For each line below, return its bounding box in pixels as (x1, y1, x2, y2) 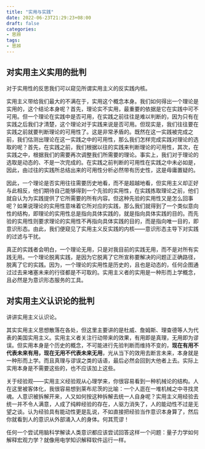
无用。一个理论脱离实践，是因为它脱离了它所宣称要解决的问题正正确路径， (11, 253, 199, 260)
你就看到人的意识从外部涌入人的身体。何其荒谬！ (6, 415, 129, 423)
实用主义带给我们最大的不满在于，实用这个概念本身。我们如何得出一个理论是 (6, 97, 199, 104)
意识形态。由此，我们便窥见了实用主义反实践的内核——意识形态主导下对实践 (6, 225, 199, 232)
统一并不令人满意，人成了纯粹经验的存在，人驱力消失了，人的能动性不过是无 (6, 400, 199, 407)
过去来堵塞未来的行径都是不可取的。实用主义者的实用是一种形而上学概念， (11, 268, 199, 276)
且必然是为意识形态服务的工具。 (6, 276, 87, 283)
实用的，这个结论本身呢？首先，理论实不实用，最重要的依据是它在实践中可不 (6, 105, 199, 112)
